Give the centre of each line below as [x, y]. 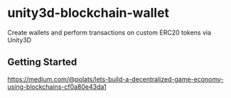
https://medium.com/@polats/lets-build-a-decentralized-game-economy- [116, 79]
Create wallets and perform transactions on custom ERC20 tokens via [109, 32]
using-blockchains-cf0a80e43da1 [57, 87]
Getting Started [42, 62]
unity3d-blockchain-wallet [88, 13]
